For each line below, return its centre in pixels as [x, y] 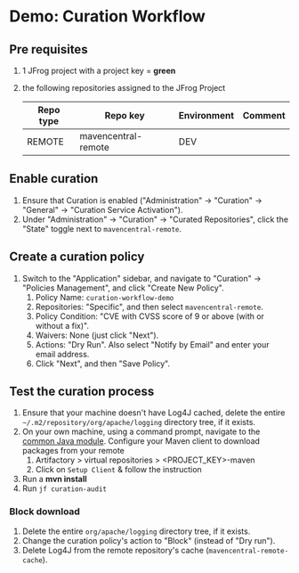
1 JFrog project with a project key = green [99, 70]
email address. [62, 354]
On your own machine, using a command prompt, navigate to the [141, 432]
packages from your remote [73, 451]
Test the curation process [82, 392]
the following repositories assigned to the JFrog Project [124, 88]
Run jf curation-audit [64, 488]
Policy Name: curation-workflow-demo [105, 297]
